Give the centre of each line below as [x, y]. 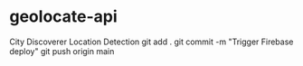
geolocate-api [63, 17]
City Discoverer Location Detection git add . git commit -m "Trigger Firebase [151, 42]
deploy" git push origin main [62, 51]
